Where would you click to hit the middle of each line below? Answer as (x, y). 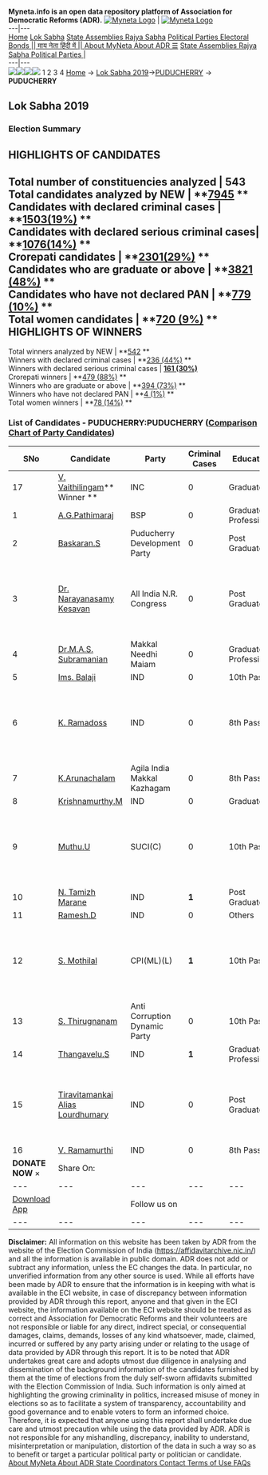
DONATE (29, 1163)
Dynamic (147, 1025)
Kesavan (74, 609)
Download (31, 1199)
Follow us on (154, 1204)
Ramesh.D (77, 915)
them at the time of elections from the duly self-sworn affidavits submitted (130, 1377)
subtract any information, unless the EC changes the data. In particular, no (130, 1267)
